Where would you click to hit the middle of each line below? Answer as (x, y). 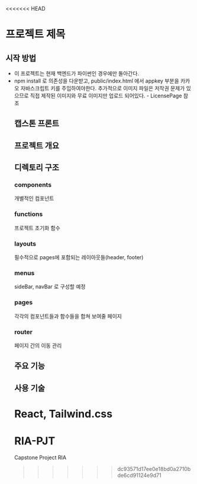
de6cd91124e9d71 (139, 475)
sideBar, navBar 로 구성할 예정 (50, 286)
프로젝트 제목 (35, 34)
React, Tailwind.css (63, 414)
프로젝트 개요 (37, 146)
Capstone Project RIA (40, 457)
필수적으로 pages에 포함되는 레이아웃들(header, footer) (79, 257)
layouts (25, 244)
